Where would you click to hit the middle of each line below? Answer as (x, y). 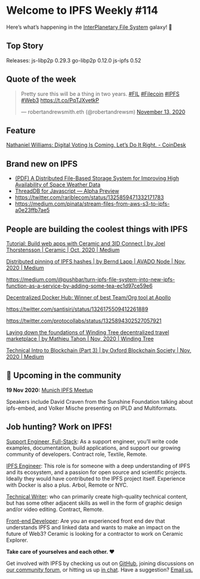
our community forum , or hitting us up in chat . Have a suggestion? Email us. (100, 569)
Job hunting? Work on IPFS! (59, 427)
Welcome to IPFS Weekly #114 (82, 10)
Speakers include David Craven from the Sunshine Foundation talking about (100, 401)
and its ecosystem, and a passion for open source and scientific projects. (97, 472)
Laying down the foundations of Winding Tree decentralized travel (88, 332)
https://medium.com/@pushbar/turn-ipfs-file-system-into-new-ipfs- (91, 279)
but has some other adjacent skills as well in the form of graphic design (94, 503)
